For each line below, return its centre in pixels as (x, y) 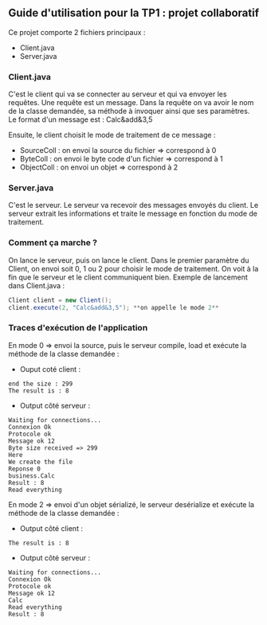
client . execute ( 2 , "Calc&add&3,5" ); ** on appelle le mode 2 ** (114, 307)
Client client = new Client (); (60, 300)
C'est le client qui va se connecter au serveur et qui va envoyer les (118, 94)
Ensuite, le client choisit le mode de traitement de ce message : (112, 135)
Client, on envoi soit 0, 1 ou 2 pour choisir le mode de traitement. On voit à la (133, 268)
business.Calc (32, 476)
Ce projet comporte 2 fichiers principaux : (77, 32)
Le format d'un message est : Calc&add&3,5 (80, 119)
